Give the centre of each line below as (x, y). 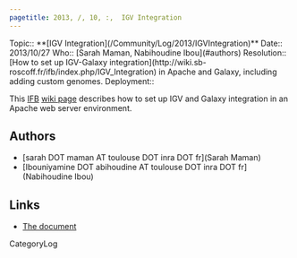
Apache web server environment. (71, 107)
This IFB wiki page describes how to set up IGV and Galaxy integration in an (149, 99)
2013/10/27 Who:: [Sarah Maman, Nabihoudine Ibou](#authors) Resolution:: (148, 52)
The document (49, 227)
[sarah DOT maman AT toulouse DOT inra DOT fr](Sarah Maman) (141, 158)
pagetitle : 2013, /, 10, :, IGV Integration (95, 17)
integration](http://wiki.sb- (158, 62)
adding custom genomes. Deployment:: (82, 81)
